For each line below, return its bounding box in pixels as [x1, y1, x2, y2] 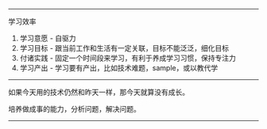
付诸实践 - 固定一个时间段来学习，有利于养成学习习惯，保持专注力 [19, 53, 237, 63]
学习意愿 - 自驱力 [19, 33, 77, 43]
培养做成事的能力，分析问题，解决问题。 [8, 104, 141, 113]
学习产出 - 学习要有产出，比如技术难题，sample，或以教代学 [19, 63, 219, 72]
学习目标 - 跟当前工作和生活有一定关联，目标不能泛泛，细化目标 [19, 44, 230, 52]
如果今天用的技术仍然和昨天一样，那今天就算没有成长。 [8, 88, 189, 97]
